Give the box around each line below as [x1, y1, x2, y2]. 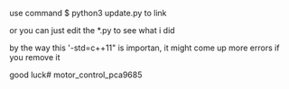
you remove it [9, 52, 61, 62]
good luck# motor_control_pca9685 [9, 69, 143, 80]
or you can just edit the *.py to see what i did [9, 25, 175, 35]
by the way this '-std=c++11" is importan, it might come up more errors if [9, 42, 280, 53]
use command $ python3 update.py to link [9, 8, 167, 18]
